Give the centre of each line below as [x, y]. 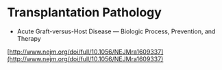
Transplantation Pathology [85, 13]
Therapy [29, 38]
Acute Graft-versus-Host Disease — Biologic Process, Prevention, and [116, 31]
